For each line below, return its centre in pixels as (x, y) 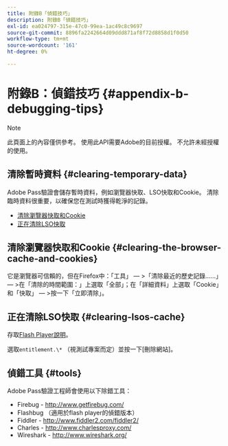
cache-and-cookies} (53, 259)
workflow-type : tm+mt (38, 39)
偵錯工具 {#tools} (44, 373)
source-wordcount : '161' (43, 45)
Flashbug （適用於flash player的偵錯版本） (78, 413)
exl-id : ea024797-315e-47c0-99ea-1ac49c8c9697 (75, 26)
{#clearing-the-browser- (167, 248)
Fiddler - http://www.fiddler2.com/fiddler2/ (78, 421)
